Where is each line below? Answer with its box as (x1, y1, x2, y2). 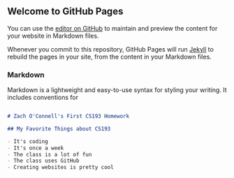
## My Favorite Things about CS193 (7, 125, 111, 132)
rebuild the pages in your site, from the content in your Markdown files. (7, 52, 212, 61)
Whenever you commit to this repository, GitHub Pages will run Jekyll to (7, 45, 214, 53)
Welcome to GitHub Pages (7, 6, 124, 17)
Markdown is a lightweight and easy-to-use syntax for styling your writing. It (7, 86, 227, 94)
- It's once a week (7, 144, 64, 151)
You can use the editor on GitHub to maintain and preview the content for (7, 24, 218, 32)
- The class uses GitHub (7, 157, 80, 165)
